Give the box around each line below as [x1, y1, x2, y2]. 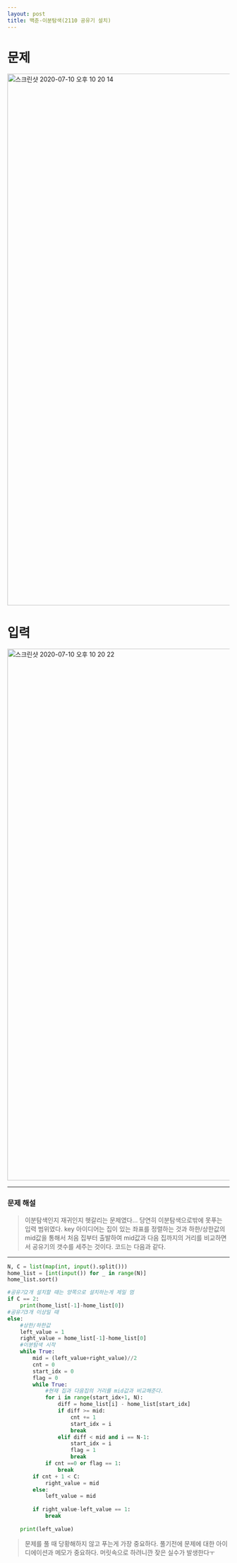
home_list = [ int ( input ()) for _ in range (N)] [7, 1269, 147, 1277]
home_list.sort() [7, 1276, 59, 1284]
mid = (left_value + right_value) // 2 [32, 1355, 138, 1362]
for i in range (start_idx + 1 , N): [44, 1394, 143, 1401]
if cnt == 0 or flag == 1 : [44, 1460, 121, 1468]
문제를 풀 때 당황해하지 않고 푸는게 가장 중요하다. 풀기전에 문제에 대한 [24, 1539, 215, 1547]
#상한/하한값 [20, 1322, 51, 1329]
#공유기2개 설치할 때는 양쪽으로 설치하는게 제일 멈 [7, 1289, 134, 1296]
